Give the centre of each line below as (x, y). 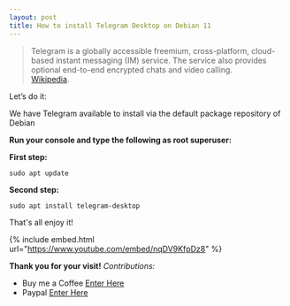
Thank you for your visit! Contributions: (82, 265)
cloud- (263, 50)
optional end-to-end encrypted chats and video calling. (131, 69)
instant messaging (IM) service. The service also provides (161, 60)
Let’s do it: (28, 96)
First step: (28, 157)
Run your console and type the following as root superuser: (121, 140)
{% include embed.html (52, 239)
